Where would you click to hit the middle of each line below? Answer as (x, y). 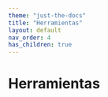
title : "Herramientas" (45, 23)
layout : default (35, 30)
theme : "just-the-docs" (47, 15)
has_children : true (40, 45)
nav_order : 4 (30, 37)
